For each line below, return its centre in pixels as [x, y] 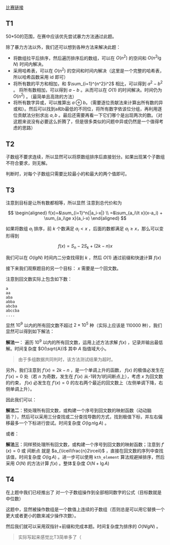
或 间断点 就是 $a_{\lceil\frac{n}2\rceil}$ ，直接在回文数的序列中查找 [92, 451]
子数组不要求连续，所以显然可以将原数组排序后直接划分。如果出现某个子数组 [85, 157]
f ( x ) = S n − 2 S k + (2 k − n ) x [85, 246]
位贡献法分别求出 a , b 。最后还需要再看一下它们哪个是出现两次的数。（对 [88, 115]
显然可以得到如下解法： [30, 331]
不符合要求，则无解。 [28, 163]
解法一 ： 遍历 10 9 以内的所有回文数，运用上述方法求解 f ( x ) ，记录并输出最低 [84, 342]
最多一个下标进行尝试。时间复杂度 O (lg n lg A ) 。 [60, 423]
